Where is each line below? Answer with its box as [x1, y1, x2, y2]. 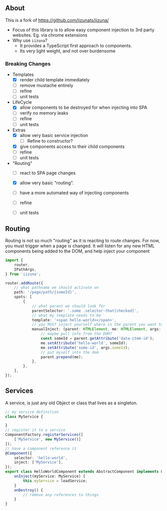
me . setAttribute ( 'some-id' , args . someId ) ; [40, 345, 130, 350]
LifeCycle [12, 99, 32, 105]
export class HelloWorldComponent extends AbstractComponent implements [5, 469, 159, 474]
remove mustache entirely [19, 82, 74, 88]
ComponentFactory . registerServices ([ [5, 432, 83, 438]
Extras [12, 127, 26, 133]
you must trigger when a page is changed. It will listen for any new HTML [5, 243, 155, 249]
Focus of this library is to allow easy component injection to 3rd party [12, 27, 155, 33]
